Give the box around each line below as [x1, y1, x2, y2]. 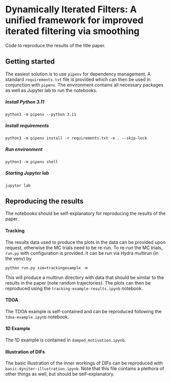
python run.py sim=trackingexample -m [5, 265, 88, 270]
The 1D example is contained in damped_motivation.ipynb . [5, 337, 126, 343]
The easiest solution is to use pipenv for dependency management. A [5, 71, 151, 77]
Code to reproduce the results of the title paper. [5, 42, 106, 48]
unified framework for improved [5, 14, 144, 26]
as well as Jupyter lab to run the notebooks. [5, 87, 97, 93]
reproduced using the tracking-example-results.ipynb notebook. [5, 285, 143, 291]
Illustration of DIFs [5, 349, 45, 355]
